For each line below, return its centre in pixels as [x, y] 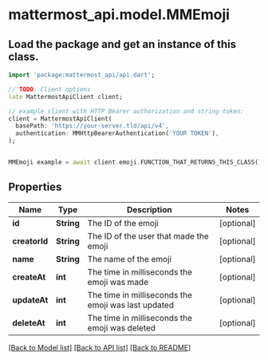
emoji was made [118, 282]
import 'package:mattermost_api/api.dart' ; [82, 75]
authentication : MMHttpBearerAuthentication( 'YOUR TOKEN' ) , [117, 133]
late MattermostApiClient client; [66, 97]
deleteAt [29, 322]
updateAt [30, 299]
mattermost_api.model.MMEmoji [119, 15]
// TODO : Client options [49, 89]
